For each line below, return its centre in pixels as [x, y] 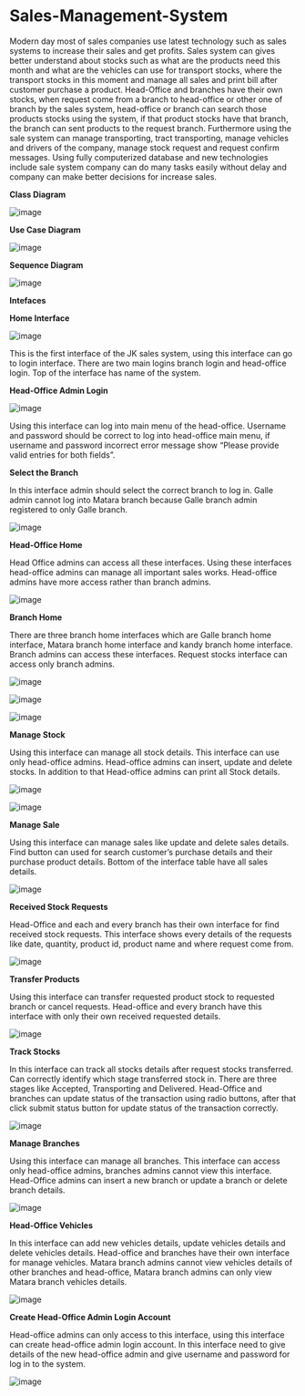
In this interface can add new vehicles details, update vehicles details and [147, 1243]
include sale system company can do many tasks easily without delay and [148, 167]
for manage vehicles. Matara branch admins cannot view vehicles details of [151, 1262]
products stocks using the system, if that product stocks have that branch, [149, 119]
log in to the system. [48, 1363]
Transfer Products [45, 979]
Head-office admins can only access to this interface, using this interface [147, 1334]
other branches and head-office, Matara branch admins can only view [141, 1272]
